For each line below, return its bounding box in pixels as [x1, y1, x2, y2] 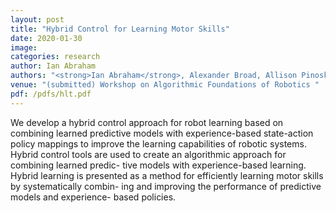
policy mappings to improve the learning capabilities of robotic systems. [10, 137, 307, 150]
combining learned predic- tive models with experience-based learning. [10, 159, 307, 171]
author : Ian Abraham [10, 61, 97, 71]
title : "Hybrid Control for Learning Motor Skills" [10, 24, 230, 34]
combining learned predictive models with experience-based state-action [10, 127, 314, 139]
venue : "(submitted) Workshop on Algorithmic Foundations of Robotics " [10, 80, 320, 90]
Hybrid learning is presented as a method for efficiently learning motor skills [10, 169, 324, 181]
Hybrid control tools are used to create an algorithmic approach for [10, 148, 287, 160]
